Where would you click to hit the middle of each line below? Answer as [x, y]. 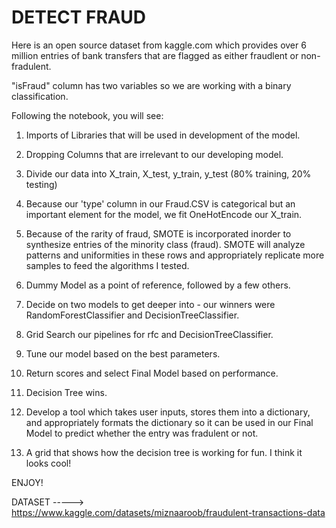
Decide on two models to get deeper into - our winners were [150, 304]
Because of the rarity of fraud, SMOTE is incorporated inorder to [158, 233]
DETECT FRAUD [78, 17]
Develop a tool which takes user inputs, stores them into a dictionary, [168, 412]
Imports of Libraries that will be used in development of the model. [163, 135]
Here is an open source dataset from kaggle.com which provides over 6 [159, 45]
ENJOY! [27, 482]
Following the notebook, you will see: [87, 115]
